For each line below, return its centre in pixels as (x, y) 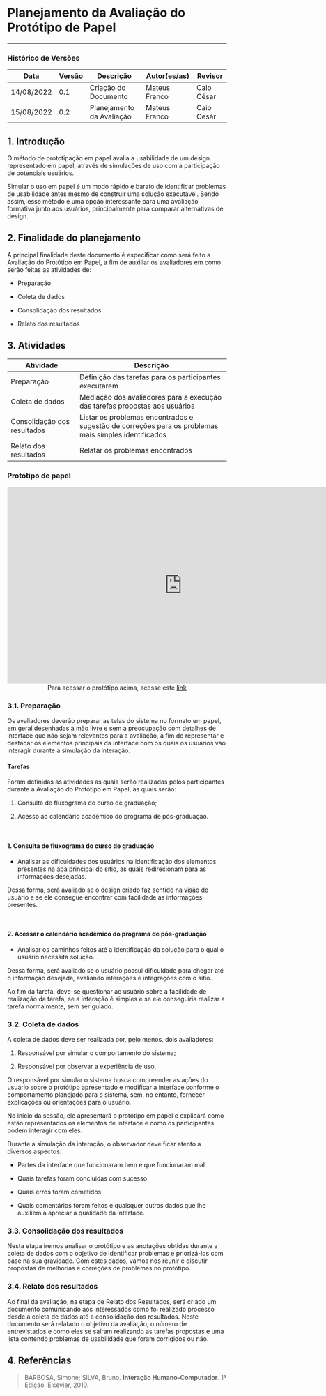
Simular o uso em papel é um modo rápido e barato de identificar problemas (117, 187)
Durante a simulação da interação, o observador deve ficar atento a (104, 1144)
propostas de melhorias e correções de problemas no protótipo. (99, 1268)
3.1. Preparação (34, 706)
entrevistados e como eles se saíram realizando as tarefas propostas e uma (116, 1331)
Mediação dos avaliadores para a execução (151, 397)
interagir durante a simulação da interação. (69, 750)
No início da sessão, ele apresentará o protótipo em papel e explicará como (116, 1116)
